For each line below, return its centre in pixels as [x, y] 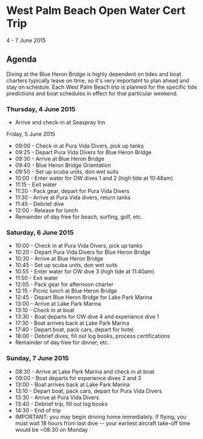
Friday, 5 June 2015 [31, 134]
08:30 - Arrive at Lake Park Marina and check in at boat [85, 372]
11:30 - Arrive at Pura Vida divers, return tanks [73, 197]
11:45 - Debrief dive [40, 204]
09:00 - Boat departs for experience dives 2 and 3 [78, 378]
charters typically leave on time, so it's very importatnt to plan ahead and [98, 80]
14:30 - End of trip [38, 410]
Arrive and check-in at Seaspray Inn [60, 123]
